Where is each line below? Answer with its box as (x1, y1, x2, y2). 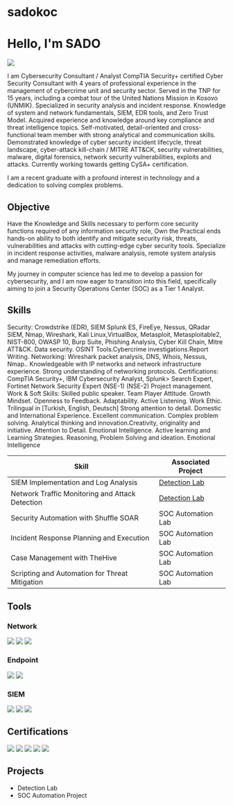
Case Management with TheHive (10, 552, 117, 562)
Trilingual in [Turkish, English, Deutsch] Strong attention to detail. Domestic (7, 403, 222, 412)
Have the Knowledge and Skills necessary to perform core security (7, 219, 199, 227)
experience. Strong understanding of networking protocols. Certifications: (7, 367, 219, 375)
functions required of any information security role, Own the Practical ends (7, 227, 221, 235)
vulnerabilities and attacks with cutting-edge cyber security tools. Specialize (7, 241, 226, 249)
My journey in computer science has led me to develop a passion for (7, 270, 203, 278)
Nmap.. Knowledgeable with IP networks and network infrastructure (7, 360, 202, 368)
